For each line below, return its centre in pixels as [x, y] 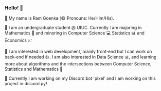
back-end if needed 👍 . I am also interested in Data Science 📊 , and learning [80, 57]
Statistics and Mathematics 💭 [34, 69]
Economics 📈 [18, 40]
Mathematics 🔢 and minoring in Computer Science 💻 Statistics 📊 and [74, 33]
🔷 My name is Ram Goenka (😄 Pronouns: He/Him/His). [60, 18]
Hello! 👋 [14, 8]
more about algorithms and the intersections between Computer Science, [78, 64]
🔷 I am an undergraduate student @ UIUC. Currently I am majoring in [73, 28]
